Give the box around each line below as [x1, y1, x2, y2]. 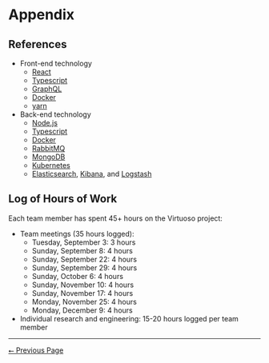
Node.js [31, 118, 58, 127]
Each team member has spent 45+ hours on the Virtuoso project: [8, 213, 223, 223]
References [8, 38, 67, 51]
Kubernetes [31, 161, 70, 170]
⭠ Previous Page [8, 345, 64, 355]
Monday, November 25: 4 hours [31, 297, 138, 306]
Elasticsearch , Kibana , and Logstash [31, 170, 152, 178]
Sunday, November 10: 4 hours [31, 280, 134, 289]
